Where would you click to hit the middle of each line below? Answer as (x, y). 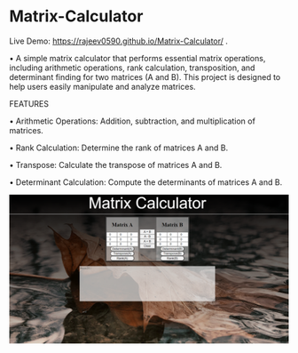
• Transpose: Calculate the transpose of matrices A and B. (116, 164)
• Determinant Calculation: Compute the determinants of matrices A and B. (146, 182)
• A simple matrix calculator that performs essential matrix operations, (137, 58)
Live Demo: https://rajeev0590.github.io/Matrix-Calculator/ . (119, 41)
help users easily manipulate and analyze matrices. (103, 86)
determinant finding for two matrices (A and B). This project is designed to (145, 76)
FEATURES (29, 103)
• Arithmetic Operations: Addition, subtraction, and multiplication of (132, 121)
